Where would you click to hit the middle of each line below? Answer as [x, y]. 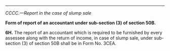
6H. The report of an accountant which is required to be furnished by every [84, 33]
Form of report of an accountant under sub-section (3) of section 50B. [80, 23]
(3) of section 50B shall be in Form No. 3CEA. [69, 43]
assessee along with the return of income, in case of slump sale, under [79, 38]
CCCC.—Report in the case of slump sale [49, 13]
